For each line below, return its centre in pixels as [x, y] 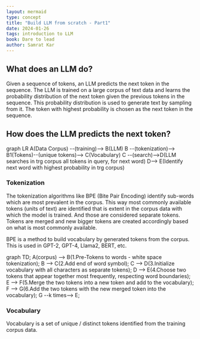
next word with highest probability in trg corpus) [65, 167]
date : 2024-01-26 [28, 28]
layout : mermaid [26, 12]
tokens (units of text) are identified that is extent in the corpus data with [94, 208]
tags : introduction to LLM [40, 34]
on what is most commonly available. [52, 227]
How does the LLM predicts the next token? [89, 134]
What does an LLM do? [50, 69]
